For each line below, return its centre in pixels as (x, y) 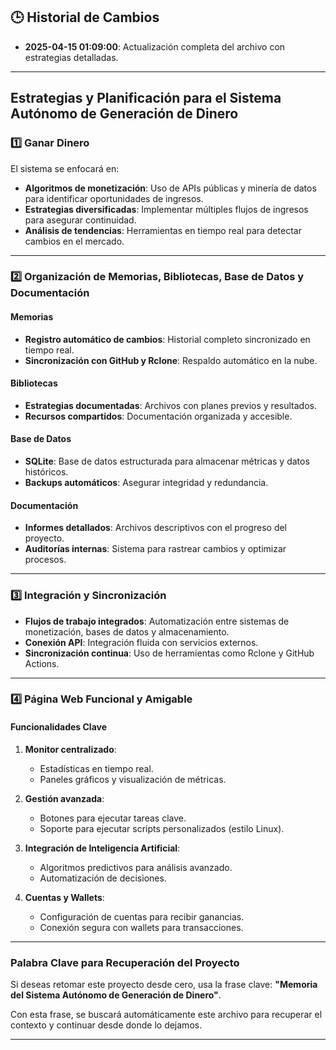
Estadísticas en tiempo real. (96, 768)
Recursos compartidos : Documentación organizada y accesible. (158, 416)
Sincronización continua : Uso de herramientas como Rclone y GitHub (169, 653)
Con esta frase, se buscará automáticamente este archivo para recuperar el (166, 1014)
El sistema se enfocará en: (65, 168)
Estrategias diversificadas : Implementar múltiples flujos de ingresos (166, 209)
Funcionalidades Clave (59, 727)
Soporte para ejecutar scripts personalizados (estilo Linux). (162, 828)
